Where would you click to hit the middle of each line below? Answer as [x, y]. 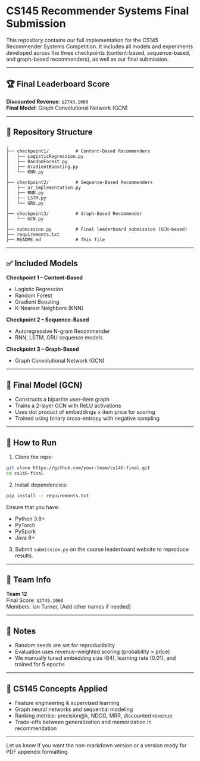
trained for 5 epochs [40, 665]
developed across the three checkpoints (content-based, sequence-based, [98, 52]
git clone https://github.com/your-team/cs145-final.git [78, 468]
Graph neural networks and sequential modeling [74, 709]
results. [24, 556]
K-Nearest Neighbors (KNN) [49, 308]
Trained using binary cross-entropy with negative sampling [87, 419]
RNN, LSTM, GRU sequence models [59, 338]
